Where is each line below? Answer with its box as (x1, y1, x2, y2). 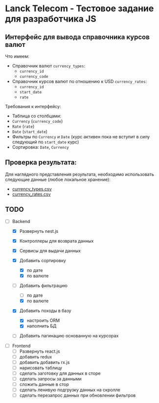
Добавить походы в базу (19, 308, 71, 313)
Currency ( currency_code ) (12, 118, 63, 124)
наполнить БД (26, 323, 57, 329)
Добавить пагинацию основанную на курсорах (19, 333, 119, 339)
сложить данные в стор (19, 381, 69, 387)
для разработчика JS (5, 13, 96, 24)
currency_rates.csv (12, 191, 51, 197)
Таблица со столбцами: (12, 113, 62, 119)
